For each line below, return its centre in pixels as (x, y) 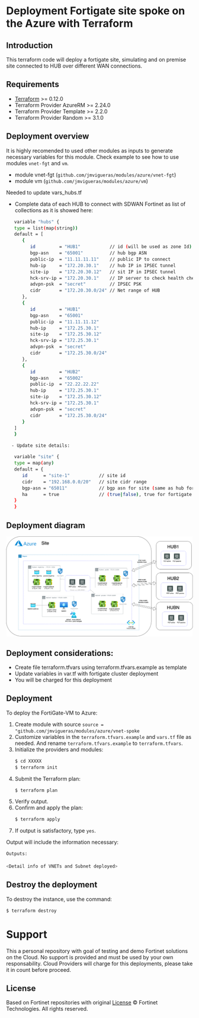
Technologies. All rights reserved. (47, 1009)
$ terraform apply (37, 819)
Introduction (30, 45)
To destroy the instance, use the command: (59, 899)
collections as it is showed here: (54, 210)
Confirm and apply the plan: (49, 808)
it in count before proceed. (38, 969)
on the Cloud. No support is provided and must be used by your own (90, 957)
